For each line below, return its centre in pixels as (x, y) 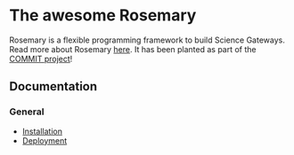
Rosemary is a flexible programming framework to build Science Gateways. (147, 40)
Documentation (53, 86)
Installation (42, 131)
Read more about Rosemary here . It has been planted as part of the (133, 49)
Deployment (45, 140)
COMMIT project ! (41, 58)
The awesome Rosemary (103, 15)
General (27, 112)
